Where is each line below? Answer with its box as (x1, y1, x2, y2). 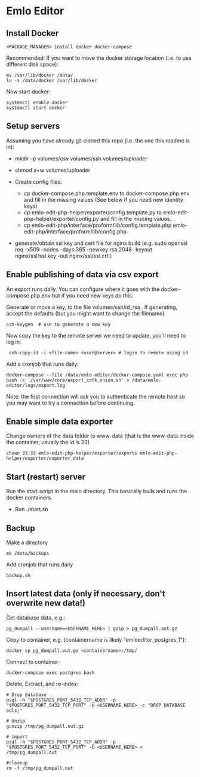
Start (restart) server (6, 472, 85, 482)
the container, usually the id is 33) (6, 439, 90, 446)
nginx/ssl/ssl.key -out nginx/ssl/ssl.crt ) (14, 252, 112, 259)
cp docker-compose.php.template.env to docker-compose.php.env (23, 190, 190, 197)
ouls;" (6, 708, 23, 714)
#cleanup (6, 760, 28, 766)
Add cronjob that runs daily (6, 561, 73, 568)
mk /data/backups (6, 551, 50, 557)
